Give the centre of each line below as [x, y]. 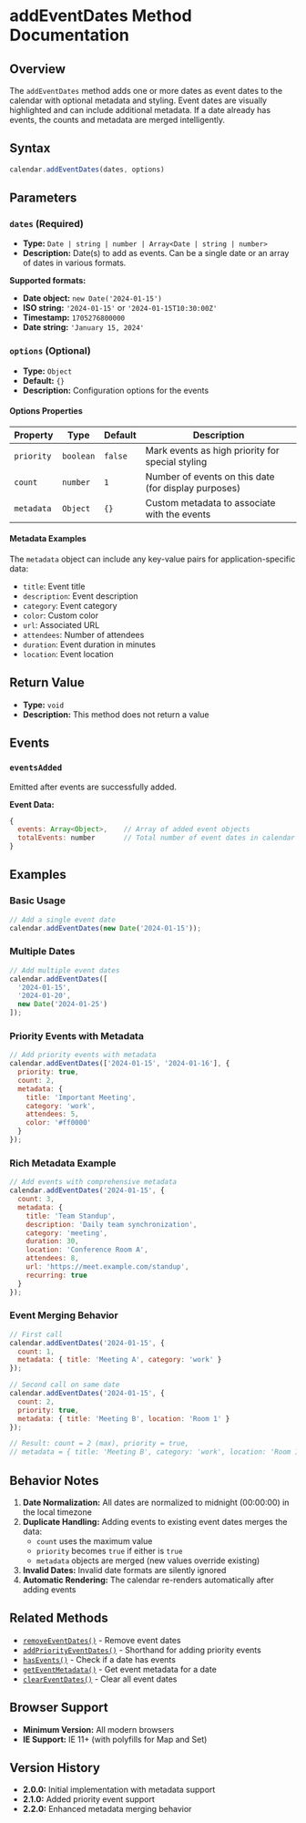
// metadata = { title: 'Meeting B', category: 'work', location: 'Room [150, 1452]
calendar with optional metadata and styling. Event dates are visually [138, 100]
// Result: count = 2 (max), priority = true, [99, 1444]
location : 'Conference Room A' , [87, 1250]
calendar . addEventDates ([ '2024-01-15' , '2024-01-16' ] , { [120, 1064]
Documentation [70, 35]
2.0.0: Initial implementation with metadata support [119, 1790]
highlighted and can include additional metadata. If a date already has [140, 110]
